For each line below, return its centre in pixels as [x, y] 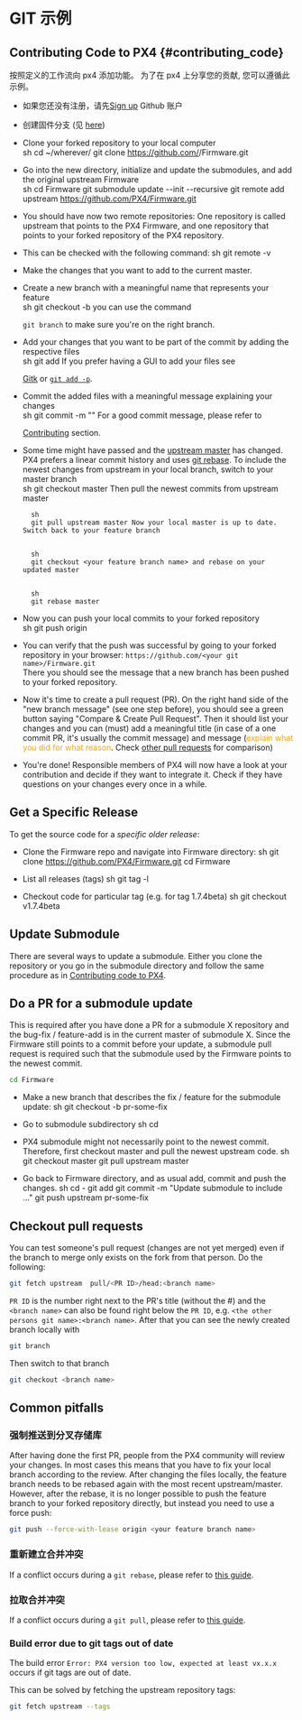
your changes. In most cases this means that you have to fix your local [140, 1465]
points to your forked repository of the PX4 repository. [123, 235]
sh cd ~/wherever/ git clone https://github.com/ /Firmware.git [135, 153]
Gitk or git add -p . [57, 379]
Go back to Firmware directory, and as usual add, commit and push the [154, 1179]
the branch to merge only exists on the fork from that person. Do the [136, 1258]
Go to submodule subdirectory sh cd [91, 1124]
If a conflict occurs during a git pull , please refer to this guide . [128, 1620]
